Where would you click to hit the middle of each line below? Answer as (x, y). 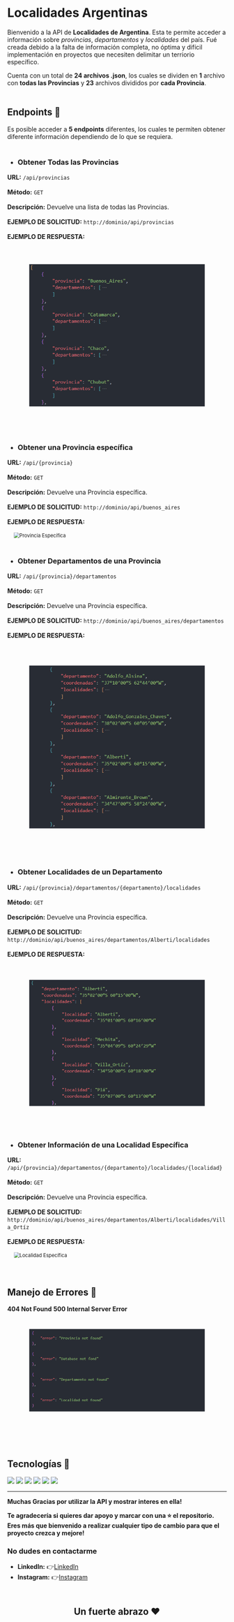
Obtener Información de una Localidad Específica (103, 1145)
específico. (23, 61)
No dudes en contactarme (52, 1551)
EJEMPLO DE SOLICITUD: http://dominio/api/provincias (91, 222)
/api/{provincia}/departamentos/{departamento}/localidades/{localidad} (115, 1168)
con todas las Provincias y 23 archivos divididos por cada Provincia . (107, 82)
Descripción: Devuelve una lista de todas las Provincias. (88, 207)
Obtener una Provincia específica (75, 447)
